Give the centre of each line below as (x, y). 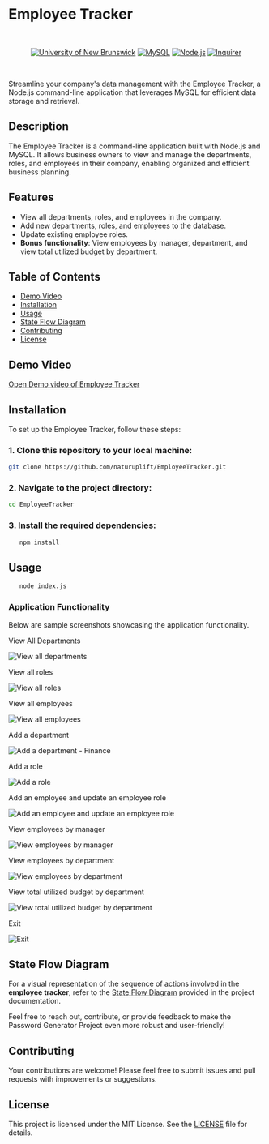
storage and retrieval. (44, 101)
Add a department (39, 735)
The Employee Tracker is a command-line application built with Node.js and (134, 146)
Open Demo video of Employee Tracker (74, 384)
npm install (39, 542)
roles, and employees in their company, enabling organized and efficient (129, 163)
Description (38, 126)
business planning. (40, 172)
